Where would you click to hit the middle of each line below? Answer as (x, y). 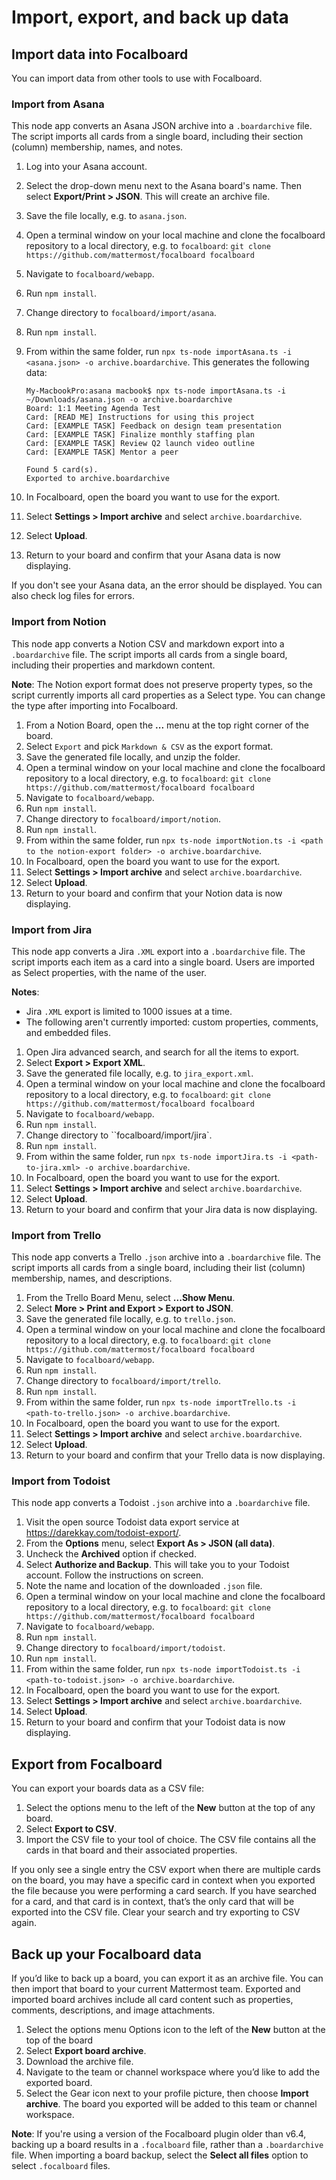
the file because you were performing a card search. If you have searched (164, 1891)
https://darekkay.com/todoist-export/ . (103, 1533)
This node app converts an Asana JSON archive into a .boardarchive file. (162, 126)
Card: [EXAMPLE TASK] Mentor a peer (102, 452)
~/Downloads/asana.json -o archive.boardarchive (129, 400)
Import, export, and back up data (150, 17)
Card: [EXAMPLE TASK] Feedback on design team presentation (153, 426)
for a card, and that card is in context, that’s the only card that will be (153, 1902)
